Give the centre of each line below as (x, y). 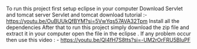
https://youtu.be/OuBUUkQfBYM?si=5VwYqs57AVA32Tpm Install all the (93, 21)
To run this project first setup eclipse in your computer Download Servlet (94, 9)
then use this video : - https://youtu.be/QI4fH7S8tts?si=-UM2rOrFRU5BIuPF (98, 40)
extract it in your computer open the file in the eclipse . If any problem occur (99, 34)
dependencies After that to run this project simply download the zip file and (98, 27)
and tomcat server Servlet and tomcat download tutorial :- (77, 15)
